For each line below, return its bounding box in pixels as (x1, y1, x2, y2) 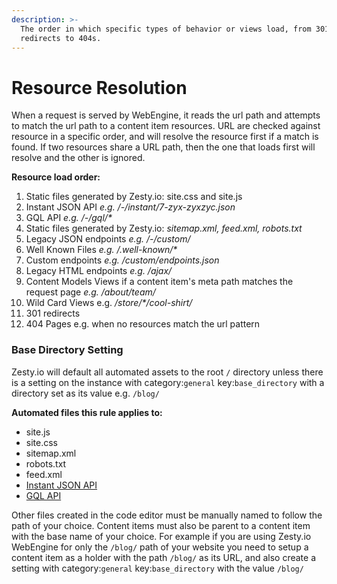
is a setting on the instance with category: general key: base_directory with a (11, 376, 325, 388)
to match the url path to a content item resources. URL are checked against (11, 120, 321, 132)
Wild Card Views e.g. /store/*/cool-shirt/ (25, 297, 193, 309)
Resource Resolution (11, 76, 188, 99)
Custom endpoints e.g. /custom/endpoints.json (25, 254, 220, 266)
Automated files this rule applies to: (11, 406, 163, 418)
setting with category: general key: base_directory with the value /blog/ (11, 562, 304, 574)
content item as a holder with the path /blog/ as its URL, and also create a (11, 551, 316, 563)
